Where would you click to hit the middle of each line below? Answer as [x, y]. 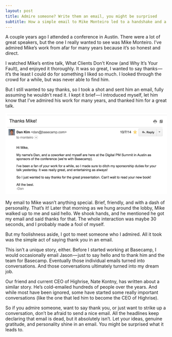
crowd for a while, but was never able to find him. [58, 80]
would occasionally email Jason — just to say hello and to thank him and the [85, 255]
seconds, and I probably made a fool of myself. [55, 224]
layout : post [19, 11]
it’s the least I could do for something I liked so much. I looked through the [83, 74]
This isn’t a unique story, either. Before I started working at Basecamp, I [81, 250]
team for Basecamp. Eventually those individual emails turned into [75, 260]
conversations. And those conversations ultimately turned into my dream [82, 266]
